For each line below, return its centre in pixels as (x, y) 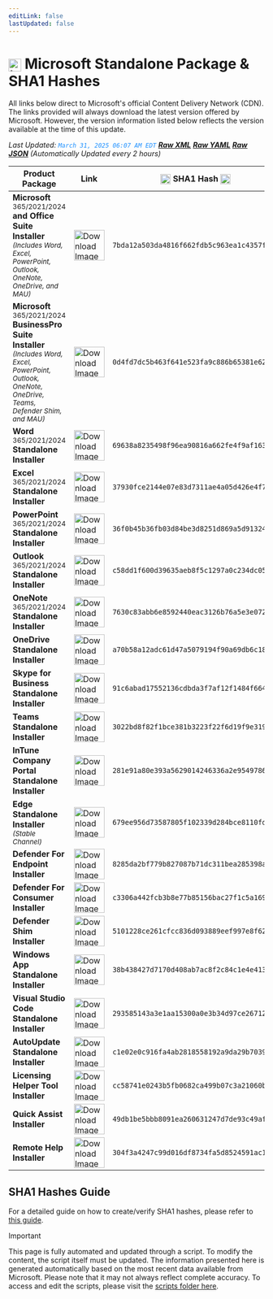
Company (32, 761)
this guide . (26, 1220)
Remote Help (38, 1148)
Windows (31, 954)
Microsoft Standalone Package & (137, 64)
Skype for (32, 673)
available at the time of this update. (67, 129)
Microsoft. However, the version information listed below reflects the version (136, 121)
